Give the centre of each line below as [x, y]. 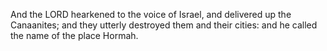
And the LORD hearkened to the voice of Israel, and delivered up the [151, 14]
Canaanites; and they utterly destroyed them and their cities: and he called [164, 25]
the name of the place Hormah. [74, 35]
